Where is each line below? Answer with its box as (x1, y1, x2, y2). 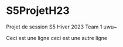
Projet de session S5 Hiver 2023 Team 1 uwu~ (6, 23, 117, 30)
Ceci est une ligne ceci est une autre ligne (6, 34, 108, 41)
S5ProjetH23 (6, 4, 70, 17)
